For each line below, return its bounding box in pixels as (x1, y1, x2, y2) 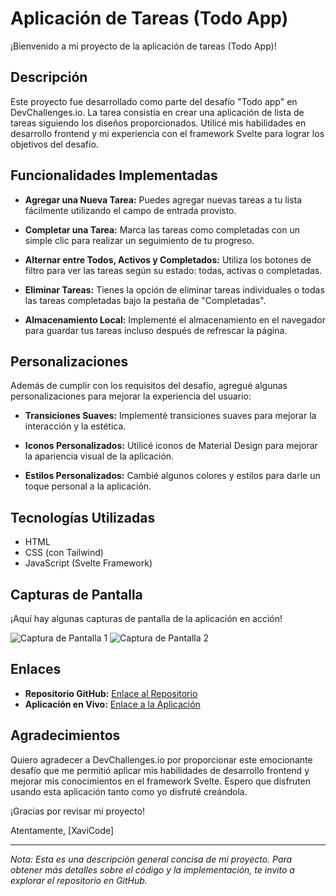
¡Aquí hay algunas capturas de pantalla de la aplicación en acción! (10, 613, 283, 624)
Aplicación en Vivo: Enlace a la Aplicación (24, 698, 201, 710)
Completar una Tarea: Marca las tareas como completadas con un (24, 223, 301, 236)
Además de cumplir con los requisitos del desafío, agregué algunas (10, 380, 288, 392)
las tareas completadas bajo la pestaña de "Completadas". (24, 294, 267, 306)
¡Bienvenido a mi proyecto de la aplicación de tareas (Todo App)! (10, 40, 277, 52)
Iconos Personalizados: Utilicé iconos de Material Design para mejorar (24, 440, 318, 452)
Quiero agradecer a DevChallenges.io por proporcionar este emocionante (10, 753, 313, 766)
